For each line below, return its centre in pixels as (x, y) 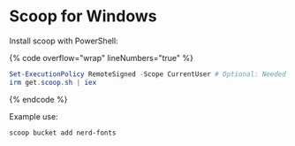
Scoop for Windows (83, 16)
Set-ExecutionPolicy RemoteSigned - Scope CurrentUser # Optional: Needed (148, 74)
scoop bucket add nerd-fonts (63, 133)
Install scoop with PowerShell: (64, 41)
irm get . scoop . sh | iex (53, 82)
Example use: (34, 116)
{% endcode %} (38, 99)
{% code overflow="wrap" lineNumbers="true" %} (102, 58)
